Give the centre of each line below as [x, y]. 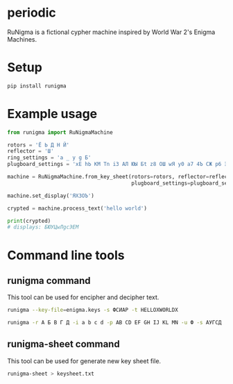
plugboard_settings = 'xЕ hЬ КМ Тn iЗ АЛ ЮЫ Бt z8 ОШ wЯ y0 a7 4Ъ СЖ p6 [114, 165]
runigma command [49, 280]
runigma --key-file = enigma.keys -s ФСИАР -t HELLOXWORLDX [93, 310]
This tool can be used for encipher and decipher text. [83, 297]
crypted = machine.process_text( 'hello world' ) [77, 208]
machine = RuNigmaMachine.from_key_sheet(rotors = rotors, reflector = [108, 177]
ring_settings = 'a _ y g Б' [49, 158]
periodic [32, 13]
